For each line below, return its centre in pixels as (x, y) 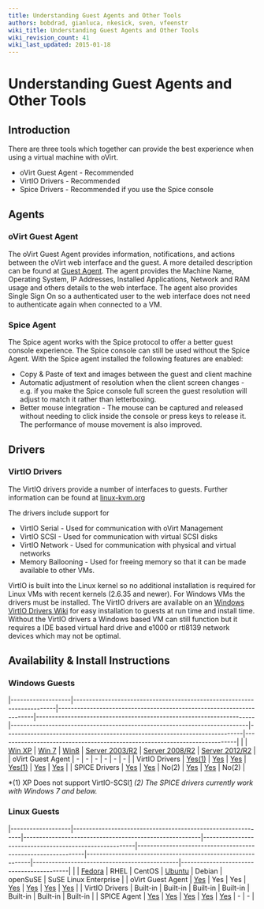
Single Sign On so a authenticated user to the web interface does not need (129, 296)
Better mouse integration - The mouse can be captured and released (131, 408)
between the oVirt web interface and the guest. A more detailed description (131, 262)
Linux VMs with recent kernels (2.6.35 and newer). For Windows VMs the (127, 594)
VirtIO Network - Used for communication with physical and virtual (128, 545)
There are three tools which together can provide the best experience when (131, 149)
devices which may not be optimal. (65, 636)
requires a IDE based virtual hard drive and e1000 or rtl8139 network (119, 627)
